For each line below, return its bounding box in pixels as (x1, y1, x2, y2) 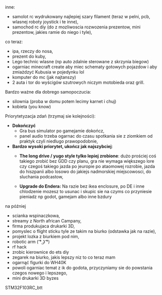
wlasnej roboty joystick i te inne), (12, 19, 79, 25)
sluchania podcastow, (19, 174, 63, 179)
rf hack (12, 244, 27, 249)
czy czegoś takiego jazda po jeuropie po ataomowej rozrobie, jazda (19, 164, 155, 169)
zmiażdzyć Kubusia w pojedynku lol (12, 69, 84, 75)
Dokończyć (12, 123, 36, 128)
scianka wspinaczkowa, (12, 213, 60, 219)
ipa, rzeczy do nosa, (12, 49, 53, 54)
